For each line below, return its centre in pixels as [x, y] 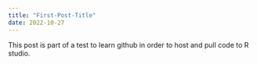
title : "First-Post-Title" [52, 15]
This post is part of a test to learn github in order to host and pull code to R [128, 44]
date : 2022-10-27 [36, 23]
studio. [19, 53]
